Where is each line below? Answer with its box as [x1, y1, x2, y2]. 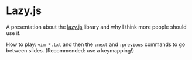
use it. [6, 29, 21, 36]
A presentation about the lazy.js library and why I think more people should [6, 23, 187, 30]
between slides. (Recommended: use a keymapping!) [6, 47, 135, 54]
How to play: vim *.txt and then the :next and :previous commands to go [6, 41, 186, 48]
